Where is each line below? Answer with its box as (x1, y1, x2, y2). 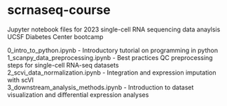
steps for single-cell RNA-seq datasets (7, 61, 119, 69)
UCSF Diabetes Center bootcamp (7, 32, 104, 40)
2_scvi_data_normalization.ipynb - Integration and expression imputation (7, 68, 216, 77)
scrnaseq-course (7, 2, 111, 18)
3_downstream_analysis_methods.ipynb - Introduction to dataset (7, 83, 194, 91)
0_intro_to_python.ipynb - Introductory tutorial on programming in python (7, 46, 219, 54)
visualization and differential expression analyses (7, 90, 149, 99)
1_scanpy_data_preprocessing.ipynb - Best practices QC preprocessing (7, 53, 213, 61)
